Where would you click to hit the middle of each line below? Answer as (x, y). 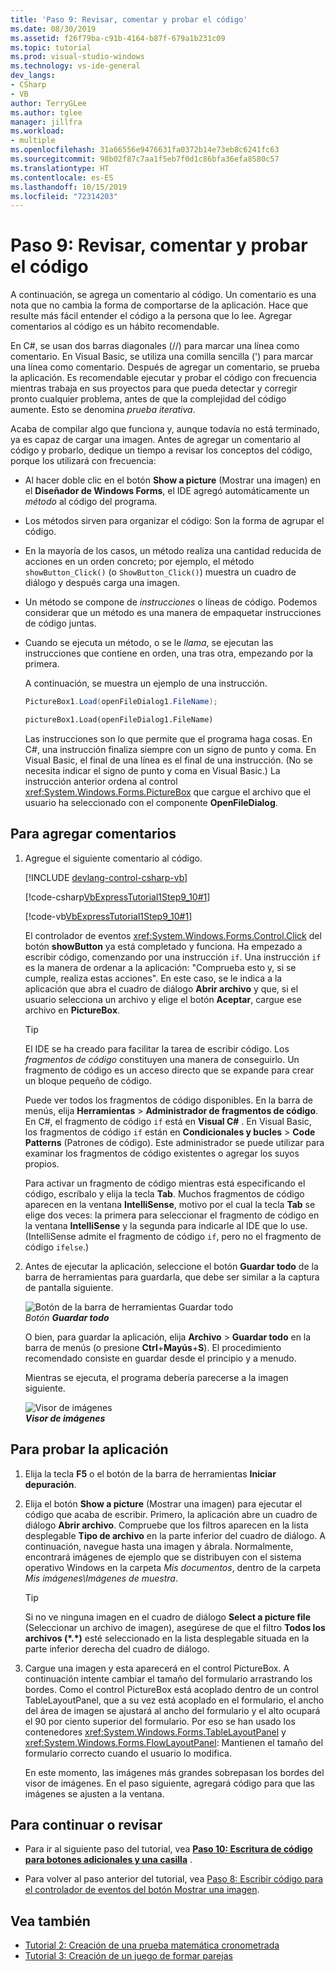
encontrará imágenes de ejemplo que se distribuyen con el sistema (163, 1557)
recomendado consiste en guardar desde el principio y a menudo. (160, 1358)
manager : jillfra (46, 122)
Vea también (50, 1921)
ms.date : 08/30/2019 (53, 29)
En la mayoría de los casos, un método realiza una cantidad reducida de (173, 551)
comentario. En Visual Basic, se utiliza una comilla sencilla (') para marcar (162, 357)
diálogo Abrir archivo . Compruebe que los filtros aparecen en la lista (166, 1525)
